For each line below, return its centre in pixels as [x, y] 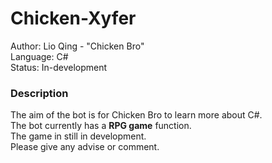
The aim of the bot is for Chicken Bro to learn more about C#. [136, 115]
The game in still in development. [78, 136]
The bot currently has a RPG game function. [101, 126]
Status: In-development [59, 67]
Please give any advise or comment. [85, 147]
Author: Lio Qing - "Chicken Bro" [77, 46]
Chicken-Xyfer [73, 18]
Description [39, 93]
